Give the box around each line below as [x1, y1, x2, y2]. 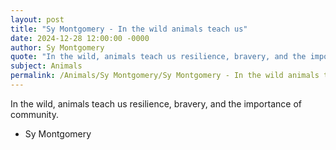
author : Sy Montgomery [10, 42, 105, 53]
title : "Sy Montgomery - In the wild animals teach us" [10, 24, 248, 34]
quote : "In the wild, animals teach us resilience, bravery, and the [10, 52, 307, 62]
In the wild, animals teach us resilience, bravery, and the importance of [10, 97, 302, 110]
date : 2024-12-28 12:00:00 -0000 [10, 33, 150, 43]
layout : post [10, 14, 65, 25]
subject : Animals [10, 61, 83, 71]
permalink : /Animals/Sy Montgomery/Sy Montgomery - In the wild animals [10, 71, 320, 81]
